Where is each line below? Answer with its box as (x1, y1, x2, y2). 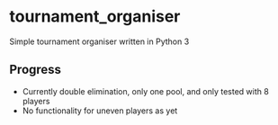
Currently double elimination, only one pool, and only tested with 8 (22, 85, 270, 96)
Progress (9, 62, 61, 77)
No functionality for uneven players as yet (22, 105, 178, 116)
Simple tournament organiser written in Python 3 (9, 36, 190, 47)
